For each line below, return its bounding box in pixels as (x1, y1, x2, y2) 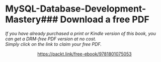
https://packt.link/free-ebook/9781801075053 (37, 51, 132, 57)
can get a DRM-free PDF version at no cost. (5, 36, 97, 42)
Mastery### (5, 14, 58, 25)
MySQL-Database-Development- (5, 3, 146, 15)
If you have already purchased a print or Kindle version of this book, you (5, 30, 156, 36)
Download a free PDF (60, 14, 149, 25)
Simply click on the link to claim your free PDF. (5, 41, 102, 47)
